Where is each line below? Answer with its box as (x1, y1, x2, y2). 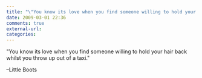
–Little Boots (6, 66, 37, 73)
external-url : (6, 25, 42, 32)
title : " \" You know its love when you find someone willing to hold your (6, 8, 197, 15)
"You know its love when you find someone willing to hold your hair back (6, 48, 187, 55)
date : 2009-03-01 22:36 (6, 15, 67, 21)
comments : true (6, 20, 45, 26)
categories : (6, 31, 36, 37)
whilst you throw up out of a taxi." (6, 54, 90, 62)
